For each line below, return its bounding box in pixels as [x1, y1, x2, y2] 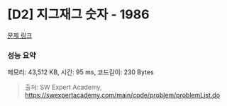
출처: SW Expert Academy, [24, 83, 102, 92]
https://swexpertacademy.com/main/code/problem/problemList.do [24, 91, 221, 100]
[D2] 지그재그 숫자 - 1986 [7, 6, 150, 23]
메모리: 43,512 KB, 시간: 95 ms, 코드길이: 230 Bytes [7, 68, 154, 76]
